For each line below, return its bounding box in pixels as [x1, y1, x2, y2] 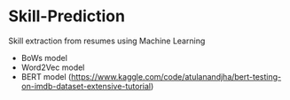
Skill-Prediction [8, 6, 126, 27]
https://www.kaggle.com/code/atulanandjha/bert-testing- [71, 71, 282, 81]
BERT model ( [20, 71, 72, 81]
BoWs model [20, 52, 68, 63]
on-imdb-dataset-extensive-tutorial [20, 81, 152, 91]
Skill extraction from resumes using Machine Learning [8, 35, 206, 46]
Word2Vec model [20, 62, 85, 73]
